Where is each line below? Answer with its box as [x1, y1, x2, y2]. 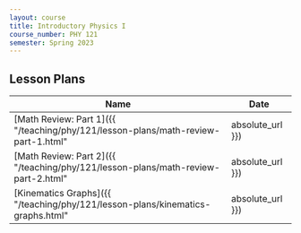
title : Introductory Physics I [9, 22, 126, 30]
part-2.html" [13, 172, 68, 185]
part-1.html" [13, 135, 68, 148]
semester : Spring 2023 [9, 38, 94, 47]
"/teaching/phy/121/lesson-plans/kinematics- [13, 198, 211, 211]
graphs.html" [13, 210, 69, 222]
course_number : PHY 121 [9, 30, 99, 39]
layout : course [9, 13, 66, 22]
